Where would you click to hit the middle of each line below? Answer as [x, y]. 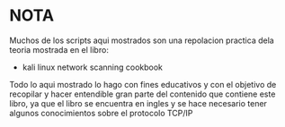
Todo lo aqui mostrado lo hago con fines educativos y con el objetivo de [143, 84]
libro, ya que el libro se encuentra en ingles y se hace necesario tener [138, 103]
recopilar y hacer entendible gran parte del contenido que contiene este [142, 94]
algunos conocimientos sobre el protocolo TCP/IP [101, 113]
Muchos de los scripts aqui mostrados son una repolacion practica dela [142, 40]
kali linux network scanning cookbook [93, 67]
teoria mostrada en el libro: [59, 49]
